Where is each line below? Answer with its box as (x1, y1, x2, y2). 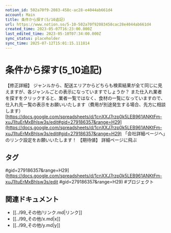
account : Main (5, 12, 36, 17)
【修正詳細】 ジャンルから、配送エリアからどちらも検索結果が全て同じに (5, 82, 158, 88)
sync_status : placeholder (5, 36, 60, 41)
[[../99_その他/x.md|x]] (12, 216, 61, 222)
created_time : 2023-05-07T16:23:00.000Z (5, 27, 93, 32)
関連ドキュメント (5, 195, 59, 203)
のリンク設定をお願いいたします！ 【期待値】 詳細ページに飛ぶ (5, 136, 137, 143)
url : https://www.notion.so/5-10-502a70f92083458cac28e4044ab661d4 (5, 21, 152, 27)
